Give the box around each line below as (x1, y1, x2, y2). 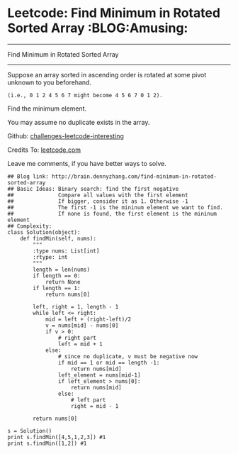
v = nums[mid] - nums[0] (45, 321, 119, 329)
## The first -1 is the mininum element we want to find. (7, 204, 223, 211)
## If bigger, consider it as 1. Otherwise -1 (7, 197, 189, 205)
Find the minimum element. (7, 104, 87, 113)
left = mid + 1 (57, 340, 103, 348)
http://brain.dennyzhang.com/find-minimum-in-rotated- (52, 172, 217, 180)
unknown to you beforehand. (7, 78, 92, 87)
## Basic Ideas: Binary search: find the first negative (7, 185, 179, 192)
